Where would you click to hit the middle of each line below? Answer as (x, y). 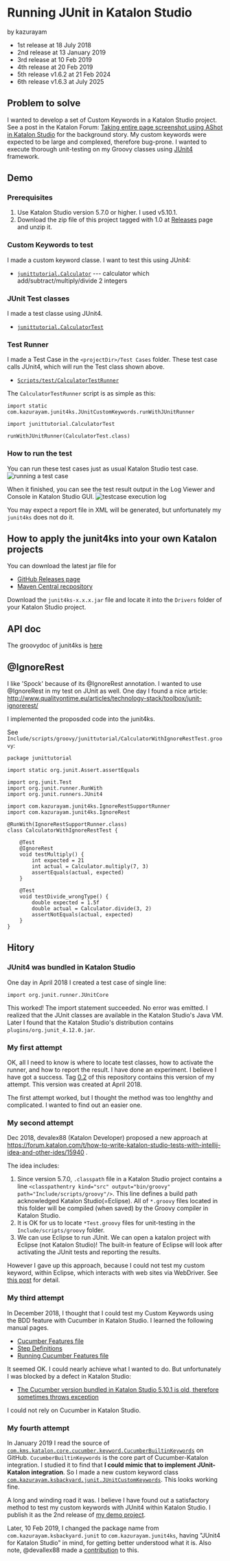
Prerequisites (30, 197)
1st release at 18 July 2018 (54, 45)
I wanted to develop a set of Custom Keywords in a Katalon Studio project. (112, 120)
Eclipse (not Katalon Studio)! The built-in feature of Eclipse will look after (120, 1245)
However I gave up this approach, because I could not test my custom (106, 1266)
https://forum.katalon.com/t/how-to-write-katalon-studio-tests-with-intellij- (114, 1145)
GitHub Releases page (49, 579)
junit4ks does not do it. (41, 517)
